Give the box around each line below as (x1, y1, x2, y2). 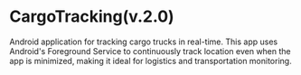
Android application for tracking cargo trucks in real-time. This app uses (9, 36, 278, 47)
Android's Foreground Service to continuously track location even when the (9, 45, 291, 56)
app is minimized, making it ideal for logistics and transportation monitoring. (9, 55, 292, 66)
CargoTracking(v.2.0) (9, 6, 174, 27)
